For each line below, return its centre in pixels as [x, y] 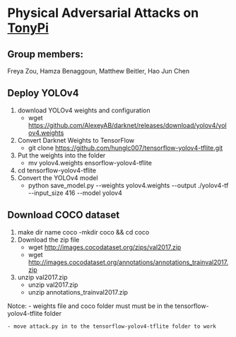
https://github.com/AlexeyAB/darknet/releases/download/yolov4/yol [128, 125]
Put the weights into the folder [61, 155]
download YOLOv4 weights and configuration [84, 110]
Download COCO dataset [64, 215]
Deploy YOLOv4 [43, 93]
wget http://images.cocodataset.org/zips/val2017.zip [105, 247]
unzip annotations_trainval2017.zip [78, 292]
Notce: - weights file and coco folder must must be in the [90, 306]
